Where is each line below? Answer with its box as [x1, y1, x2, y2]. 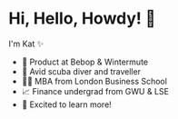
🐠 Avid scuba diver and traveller [21, 65, 142, 76]
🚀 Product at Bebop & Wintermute [21, 56, 149, 67]
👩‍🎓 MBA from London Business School [21, 75, 167, 86]
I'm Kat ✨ [8, 38, 44, 49]
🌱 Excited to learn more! [21, 99, 113, 110]
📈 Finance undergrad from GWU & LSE [21, 85, 170, 96]
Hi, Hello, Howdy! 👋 [8, 8, 156, 29]
